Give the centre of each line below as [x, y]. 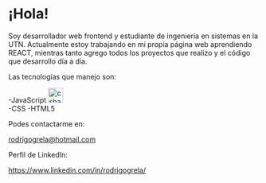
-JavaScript [27, 99]
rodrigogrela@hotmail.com [52, 139]
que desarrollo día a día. [48, 61]
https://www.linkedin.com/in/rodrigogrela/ [77, 170]
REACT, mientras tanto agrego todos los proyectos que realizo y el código [129, 53]
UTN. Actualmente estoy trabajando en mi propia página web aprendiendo [130, 44]
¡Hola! [29, 14]
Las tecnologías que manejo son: [63, 76]
